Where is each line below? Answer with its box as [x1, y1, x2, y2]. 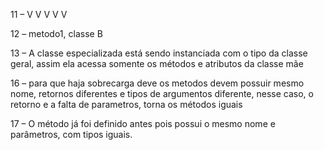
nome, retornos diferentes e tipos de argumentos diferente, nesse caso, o [10, 88, 314, 99]
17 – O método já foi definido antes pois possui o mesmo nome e [10, 118, 276, 129]
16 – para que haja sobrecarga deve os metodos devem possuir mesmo [10, 77, 305, 89]
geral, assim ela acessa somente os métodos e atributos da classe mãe [10, 58, 304, 69]
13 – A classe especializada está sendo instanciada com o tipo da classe [10, 47, 308, 59]
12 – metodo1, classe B [10, 28, 103, 39]
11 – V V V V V [10, 9, 68, 20]
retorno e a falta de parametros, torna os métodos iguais [10, 99, 243, 110]
